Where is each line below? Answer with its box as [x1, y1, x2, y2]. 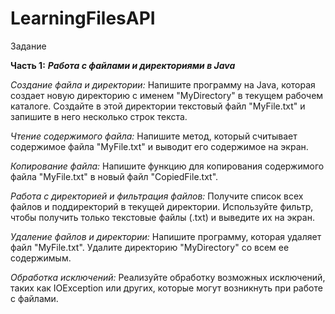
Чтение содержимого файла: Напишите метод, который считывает [10, 130, 298, 142]
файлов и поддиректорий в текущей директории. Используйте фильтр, [10, 200, 314, 212]
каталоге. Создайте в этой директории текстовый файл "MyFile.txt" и [10, 100, 306, 112]
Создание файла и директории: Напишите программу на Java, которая [10, 78, 316, 91]
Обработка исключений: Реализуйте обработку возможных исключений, [10, 271, 326, 283]
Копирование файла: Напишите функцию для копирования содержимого [10, 160, 325, 172]
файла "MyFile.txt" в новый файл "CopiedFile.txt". [10, 170, 219, 182]
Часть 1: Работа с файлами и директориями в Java [10, 59, 236, 71]
